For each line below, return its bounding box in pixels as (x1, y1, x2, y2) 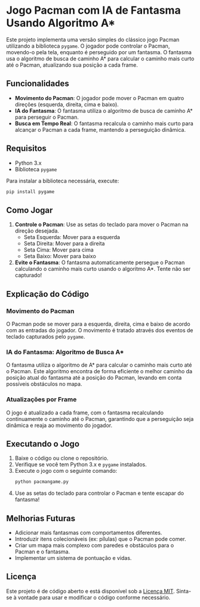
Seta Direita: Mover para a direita (23, 240, 105, 247)
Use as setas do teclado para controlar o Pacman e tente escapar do (14, 490, 184, 497)
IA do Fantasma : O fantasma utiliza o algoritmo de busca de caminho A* (14, 107, 193, 114)
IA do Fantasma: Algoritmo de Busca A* (6, 348, 124, 356)
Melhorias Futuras (6, 513, 76, 524)
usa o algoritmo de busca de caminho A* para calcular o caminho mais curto (6, 55, 195, 62)
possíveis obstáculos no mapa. (6, 380, 82, 388)
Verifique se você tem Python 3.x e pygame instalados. (14, 461, 147, 468)
